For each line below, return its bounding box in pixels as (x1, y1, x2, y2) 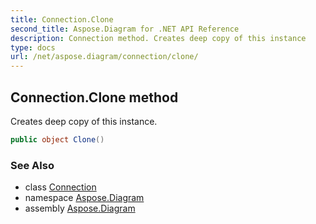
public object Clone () (10, 134, 105, 145)
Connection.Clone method (10, 89, 179, 106)
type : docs (10, 42, 56, 53)
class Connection (24, 181, 97, 193)
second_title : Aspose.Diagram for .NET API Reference (10, 24, 240, 34)
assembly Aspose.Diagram (24, 202, 136, 215)
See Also (10, 158, 55, 172)
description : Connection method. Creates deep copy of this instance (10, 33, 307, 43)
